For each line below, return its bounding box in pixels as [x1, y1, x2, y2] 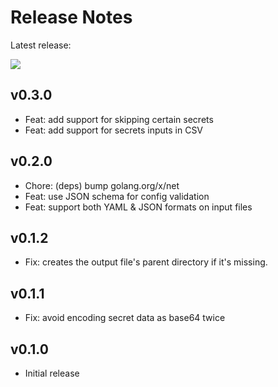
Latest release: [10, 39, 72, 51]
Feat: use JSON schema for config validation [24, 190, 210, 202]
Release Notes [10, 6, 133, 29]
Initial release [24, 367, 80, 379]
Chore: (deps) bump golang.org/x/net [24, 179, 180, 191]
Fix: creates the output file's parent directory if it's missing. [24, 256, 268, 268]
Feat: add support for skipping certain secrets [24, 113, 214, 125]
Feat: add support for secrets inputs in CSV [24, 124, 204, 136]
